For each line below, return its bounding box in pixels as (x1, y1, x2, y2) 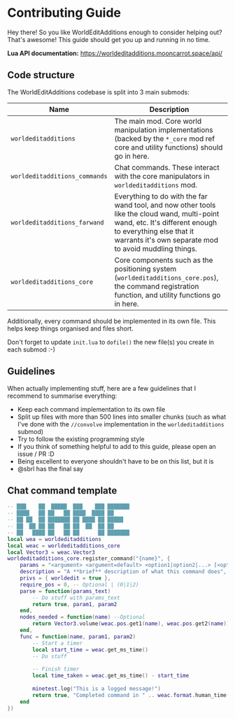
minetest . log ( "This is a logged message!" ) (32, 685, 161, 692)
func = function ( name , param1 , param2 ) (20, 633, 136, 640)
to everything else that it (114, 226, 194, 236)
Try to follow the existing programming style (17, 435, 145, 443)
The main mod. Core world (114, 116, 202, 126)
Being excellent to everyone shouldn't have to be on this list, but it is (17, 457, 214, 466)
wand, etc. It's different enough (114, 217, 218, 227)
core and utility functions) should (114, 142, 223, 152)
